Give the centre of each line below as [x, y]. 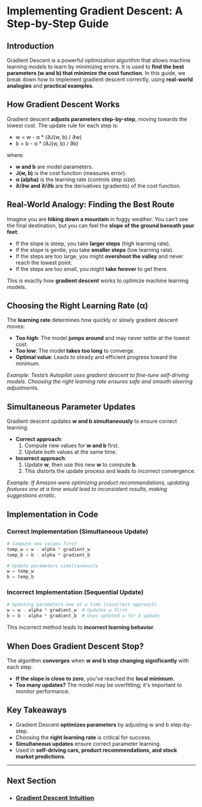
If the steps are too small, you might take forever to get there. [92, 269]
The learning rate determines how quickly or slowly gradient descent [93, 320]
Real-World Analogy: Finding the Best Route [91, 205]
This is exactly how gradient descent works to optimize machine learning [98, 281]
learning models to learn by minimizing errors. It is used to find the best [96, 67]
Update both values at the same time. [71, 452]
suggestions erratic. [31, 495]
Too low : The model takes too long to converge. [75, 351]
